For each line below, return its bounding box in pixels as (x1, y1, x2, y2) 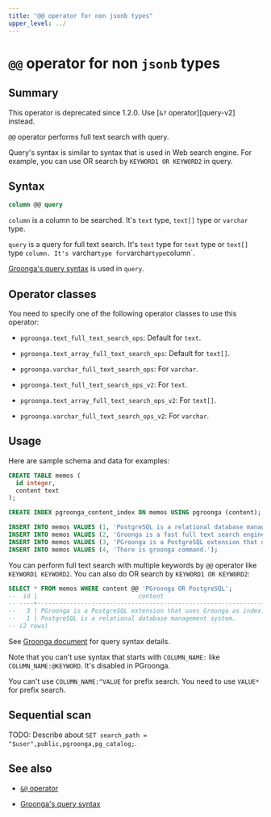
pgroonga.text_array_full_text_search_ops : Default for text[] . (19, 349, 230, 358)
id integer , (15, 479, 56, 487)
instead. (8, 116, 35, 126)
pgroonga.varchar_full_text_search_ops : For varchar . (19, 364, 199, 374)
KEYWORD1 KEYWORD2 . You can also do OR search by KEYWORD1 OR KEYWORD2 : (8, 568, 250, 578)
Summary (8, 86, 59, 100)
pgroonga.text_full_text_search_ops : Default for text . (19, 333, 202, 342)
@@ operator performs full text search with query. (8, 132, 169, 141)
